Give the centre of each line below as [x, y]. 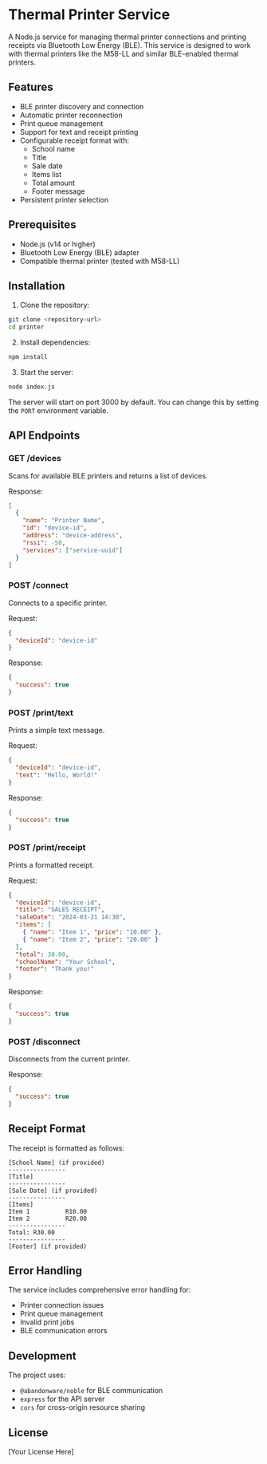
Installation [37, 286]
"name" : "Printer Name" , [64, 521]
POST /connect [39, 585]
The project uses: [37, 1375]
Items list [47, 174]
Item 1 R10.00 [48, 1211]
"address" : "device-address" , [73, 536]
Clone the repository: [55, 305]
